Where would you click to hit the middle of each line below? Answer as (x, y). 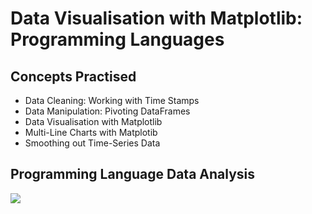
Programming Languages (117, 39)
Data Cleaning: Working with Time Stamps (112, 100)
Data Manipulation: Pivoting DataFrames (107, 111)
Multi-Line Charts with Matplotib (91, 132)
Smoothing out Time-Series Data (92, 143)
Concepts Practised (73, 76)
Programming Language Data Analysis (133, 174)
